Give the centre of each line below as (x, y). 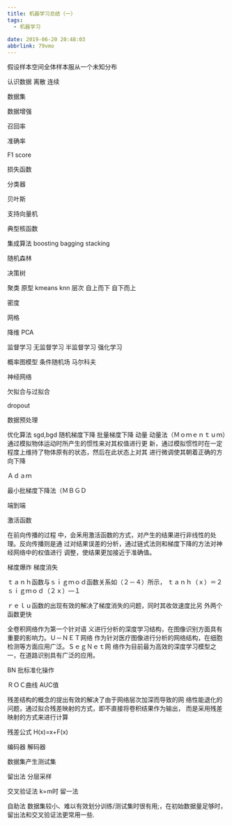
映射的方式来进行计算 (38, 717)
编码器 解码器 (26, 747)
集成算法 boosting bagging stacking (59, 243)
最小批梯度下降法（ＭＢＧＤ (47, 490)
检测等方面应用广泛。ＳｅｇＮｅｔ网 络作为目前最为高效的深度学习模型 (109, 646)
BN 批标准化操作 (31, 670)
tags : (15, 20)
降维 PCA (21, 332)
